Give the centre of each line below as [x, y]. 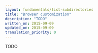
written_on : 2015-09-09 [30, 23]
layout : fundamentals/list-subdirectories [49, 10]
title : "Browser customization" [38, 14]
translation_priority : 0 [31, 32]
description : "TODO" [26, 19]
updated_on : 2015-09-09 [30, 28]
